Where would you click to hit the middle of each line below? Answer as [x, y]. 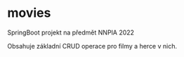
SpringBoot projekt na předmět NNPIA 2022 [71, 32]
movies [29, 13]
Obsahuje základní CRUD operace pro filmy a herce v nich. [92, 46]
